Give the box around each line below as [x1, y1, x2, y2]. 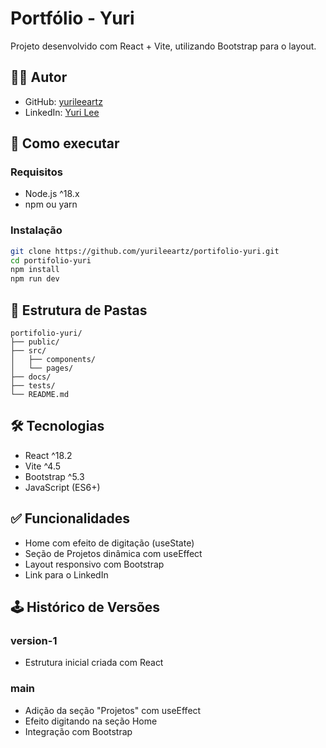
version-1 [10, 633, 58, 647]
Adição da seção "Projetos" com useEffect [24, 704, 202, 716]
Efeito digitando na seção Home [24, 715, 158, 727]
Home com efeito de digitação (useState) [24, 537, 195, 549]
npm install [10, 265, 60, 275]
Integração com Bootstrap [24, 725, 133, 737]
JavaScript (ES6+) [24, 481, 101, 493]
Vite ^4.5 [24, 460, 62, 472]
